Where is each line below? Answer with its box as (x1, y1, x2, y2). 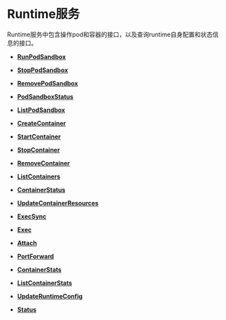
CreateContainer (16, 119, 66, 127)
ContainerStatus (16, 185, 66, 194)
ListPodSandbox (16, 106, 65, 114)
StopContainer (16, 146, 60, 154)
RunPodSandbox (16, 52, 66, 60)
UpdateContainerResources (16, 198, 99, 207)
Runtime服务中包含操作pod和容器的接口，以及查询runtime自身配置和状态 (7, 30, 213, 38)
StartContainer (16, 132, 61, 141)
